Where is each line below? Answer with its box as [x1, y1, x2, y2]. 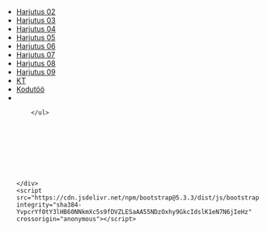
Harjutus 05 [15, 32, 56, 42]
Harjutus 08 [15, 58, 56, 68]
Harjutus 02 [15, 7, 56, 16]
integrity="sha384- [15, 201, 83, 209]
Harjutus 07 [15, 50, 55, 59]
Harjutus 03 [15, 15, 56, 25]
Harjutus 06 [15, 41, 56, 51]
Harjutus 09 [15, 67, 56, 76]
